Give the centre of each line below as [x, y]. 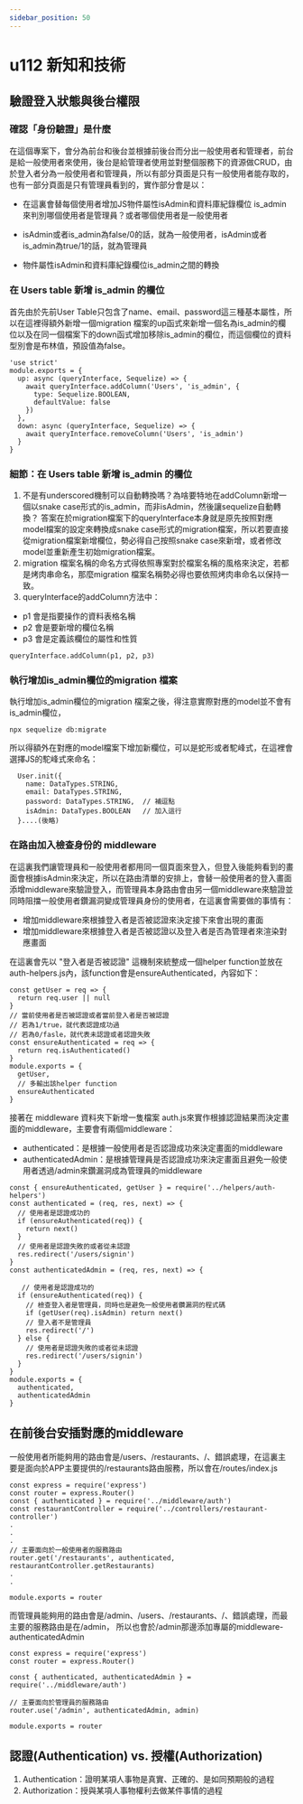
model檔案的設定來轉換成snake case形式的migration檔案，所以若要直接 [156, 529]
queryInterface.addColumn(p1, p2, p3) [82, 656]
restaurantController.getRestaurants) [82, 1566]
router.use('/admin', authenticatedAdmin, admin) [105, 1710]
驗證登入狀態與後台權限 [74, 102]
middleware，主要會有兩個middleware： [100, 1128]
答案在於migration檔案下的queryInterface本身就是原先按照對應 [156, 518]
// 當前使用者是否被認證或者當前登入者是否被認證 [89, 1015]
